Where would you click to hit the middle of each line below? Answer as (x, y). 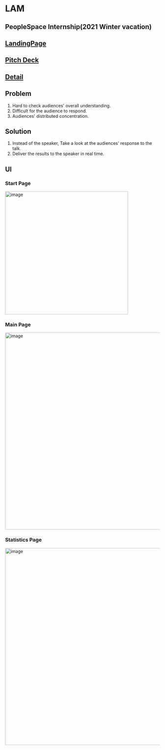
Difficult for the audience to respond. (50, 111)
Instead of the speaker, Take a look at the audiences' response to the (82, 143)
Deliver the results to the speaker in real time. (58, 154)
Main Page (18, 325)
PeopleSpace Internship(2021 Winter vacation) (79, 27)
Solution (18, 131)
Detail (14, 77)
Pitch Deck (22, 60)
